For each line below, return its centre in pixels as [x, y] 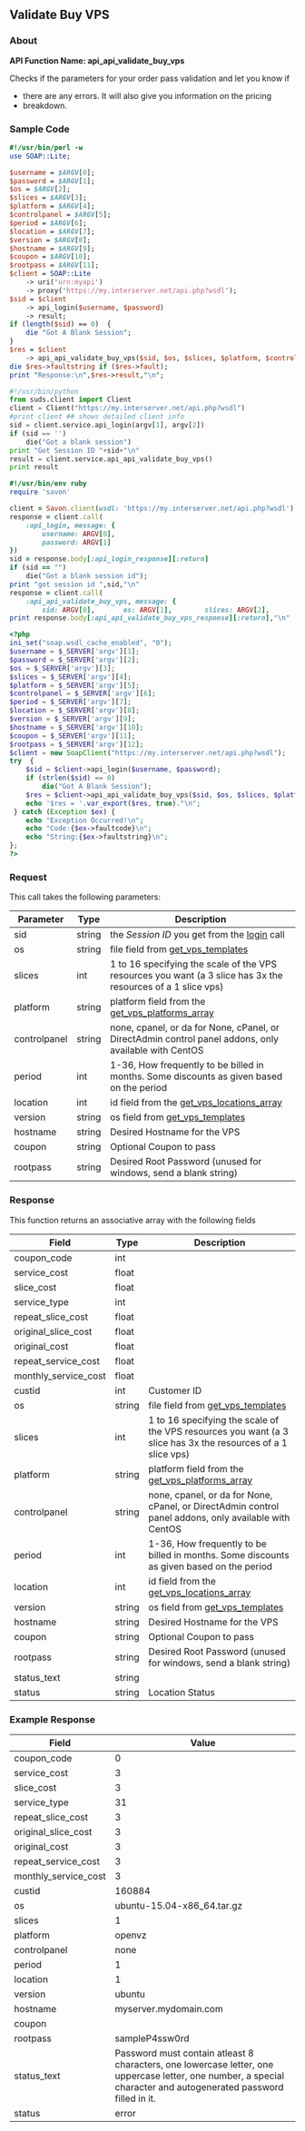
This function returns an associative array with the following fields [133, 1220]
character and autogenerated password [199, 2087]
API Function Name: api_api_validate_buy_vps [97, 60]
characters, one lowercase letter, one [194, 2064]
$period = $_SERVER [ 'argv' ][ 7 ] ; [70, 702]
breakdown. [45, 105]
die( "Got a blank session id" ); [87, 576]
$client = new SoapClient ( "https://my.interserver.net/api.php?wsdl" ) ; [148, 752]
